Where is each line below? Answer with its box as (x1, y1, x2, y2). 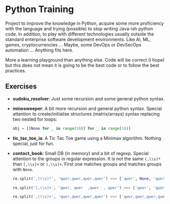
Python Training (5, 4, 74, 15)
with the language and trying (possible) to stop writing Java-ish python (5, 25, 153, 31)
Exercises (5, 82, 37, 91)
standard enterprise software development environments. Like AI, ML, (5, 36, 151, 42)
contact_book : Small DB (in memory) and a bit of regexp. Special (12, 150, 149, 156)
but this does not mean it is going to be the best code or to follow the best (5, 62, 159, 68)
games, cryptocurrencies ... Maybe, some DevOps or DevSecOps (5, 41, 142, 47)
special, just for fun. (12, 140, 55, 146)
